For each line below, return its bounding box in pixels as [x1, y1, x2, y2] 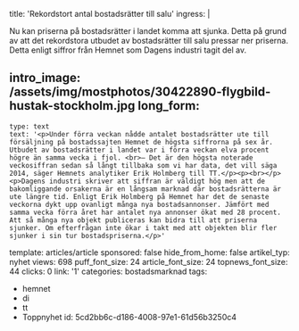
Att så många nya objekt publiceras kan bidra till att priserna [9, 215, 257, 225]
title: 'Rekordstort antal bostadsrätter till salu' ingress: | [9, 9, 211, 19]
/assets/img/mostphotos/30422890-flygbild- [9, 85, 271, 100]
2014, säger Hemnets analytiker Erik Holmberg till [9, 169, 205, 178]
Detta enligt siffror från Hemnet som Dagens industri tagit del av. [9, 45, 247, 55]
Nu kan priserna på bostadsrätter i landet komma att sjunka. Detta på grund [9, 26, 287, 36]
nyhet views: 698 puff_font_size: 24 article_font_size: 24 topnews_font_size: [9, 256, 288, 267]
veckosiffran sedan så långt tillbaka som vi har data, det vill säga [9, 161, 278, 170]
